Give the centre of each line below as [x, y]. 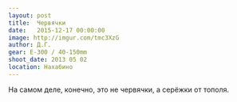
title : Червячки [37, 23]
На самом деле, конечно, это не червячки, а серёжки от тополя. [119, 89]
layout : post [30, 15]
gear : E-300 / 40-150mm [48, 52]
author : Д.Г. [30, 45]
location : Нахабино [41, 67]
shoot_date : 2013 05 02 [48, 60]
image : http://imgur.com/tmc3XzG [64, 38]
